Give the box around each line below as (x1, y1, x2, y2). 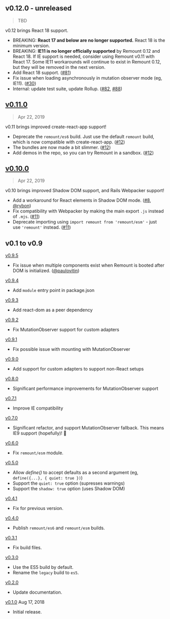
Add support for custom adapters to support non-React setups (12, 366, 144, 372)
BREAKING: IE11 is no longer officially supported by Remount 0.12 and (12, 48, 160, 54)
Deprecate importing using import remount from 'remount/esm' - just (12, 219, 157, 225)
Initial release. (12, 609, 42, 615)
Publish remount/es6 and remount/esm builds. (12, 525, 105, 531)
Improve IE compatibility (12, 405, 63, 411)
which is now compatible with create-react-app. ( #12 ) (12, 139, 125, 145)
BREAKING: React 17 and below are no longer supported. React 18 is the (12, 37, 165, 43)
